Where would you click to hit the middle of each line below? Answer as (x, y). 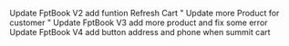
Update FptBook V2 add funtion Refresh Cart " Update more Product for (144, 13)
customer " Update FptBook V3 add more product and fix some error (139, 23)
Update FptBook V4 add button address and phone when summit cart (140, 32)
